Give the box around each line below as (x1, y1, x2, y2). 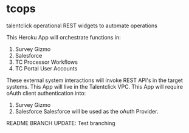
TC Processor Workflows (15, 58, 78, 66)
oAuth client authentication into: (6, 89, 86, 97)
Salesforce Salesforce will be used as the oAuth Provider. (15, 107, 159, 115)
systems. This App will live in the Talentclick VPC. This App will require (6, 83, 184, 90)
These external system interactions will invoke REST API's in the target (6, 77, 184, 84)
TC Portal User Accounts (15, 64, 78, 72)
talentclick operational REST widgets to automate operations (6, 22, 158, 29)
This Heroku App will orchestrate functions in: (6, 33, 122, 41)
